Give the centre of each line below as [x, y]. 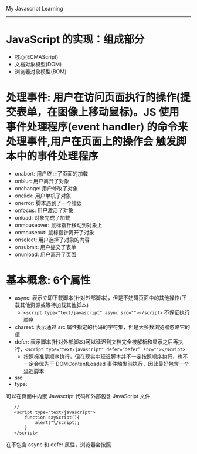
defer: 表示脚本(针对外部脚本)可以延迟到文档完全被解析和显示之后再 [96, 342]
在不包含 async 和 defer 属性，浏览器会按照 [59, 444]
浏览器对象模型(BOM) [40, 71]
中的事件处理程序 [58, 157]
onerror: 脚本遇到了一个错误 [48, 203]
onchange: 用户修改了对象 [46, 188]
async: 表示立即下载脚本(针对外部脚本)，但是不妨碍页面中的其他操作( [98, 297]
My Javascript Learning [35, 9]
